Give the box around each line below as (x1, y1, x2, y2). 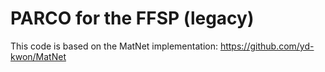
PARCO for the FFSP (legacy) (10, 7, 255, 30)
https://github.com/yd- (219, 40, 315, 52)
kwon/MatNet (10, 50, 67, 62)
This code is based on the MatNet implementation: (10, 40, 218, 52)
